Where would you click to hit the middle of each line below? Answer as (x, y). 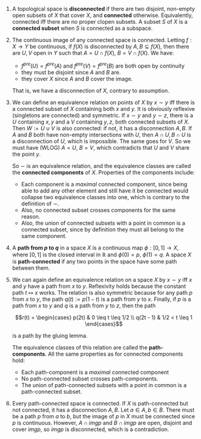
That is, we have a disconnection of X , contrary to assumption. (90, 90)
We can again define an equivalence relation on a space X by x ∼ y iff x (102, 279)
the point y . (26, 154)
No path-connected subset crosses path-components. (90, 378)
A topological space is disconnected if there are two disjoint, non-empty (103, 9)
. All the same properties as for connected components (114, 354)
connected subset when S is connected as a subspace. (83, 28)
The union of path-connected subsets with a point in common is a (104, 385)
